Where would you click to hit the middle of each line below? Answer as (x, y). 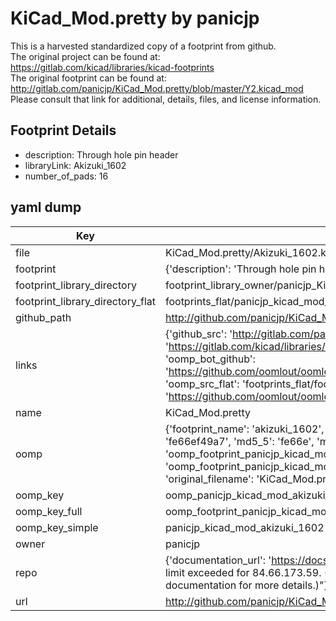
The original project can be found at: (85, 56)
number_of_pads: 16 (66, 176)
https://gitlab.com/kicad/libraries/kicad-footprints (112, 67)
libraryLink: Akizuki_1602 (75, 165)
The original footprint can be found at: (88, 78)
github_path (43, 317)
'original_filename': (209, 479)
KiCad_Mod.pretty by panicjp (135, 18)
